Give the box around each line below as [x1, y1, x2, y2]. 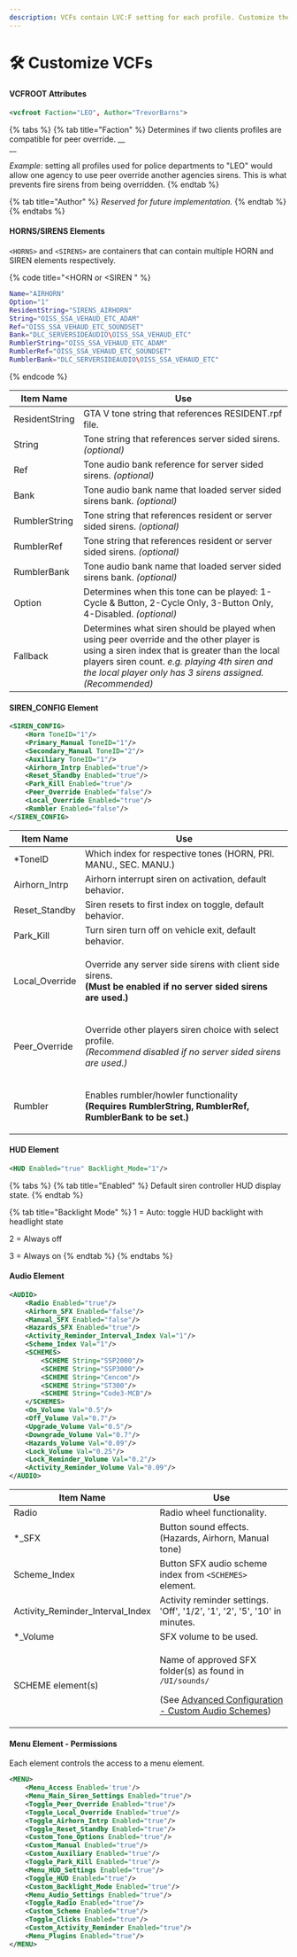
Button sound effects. [159, 1521, 249, 1534]
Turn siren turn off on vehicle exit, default [85, 923, 256, 936]
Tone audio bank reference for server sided [83, 458, 263, 470]
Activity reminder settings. [159, 1594, 270, 1606]
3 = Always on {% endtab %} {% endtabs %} [9, 1250, 174, 1261]
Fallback [13, 649, 49, 662]
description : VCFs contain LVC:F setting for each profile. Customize [9, 12, 275, 22]
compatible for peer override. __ [9, 134, 126, 144]
